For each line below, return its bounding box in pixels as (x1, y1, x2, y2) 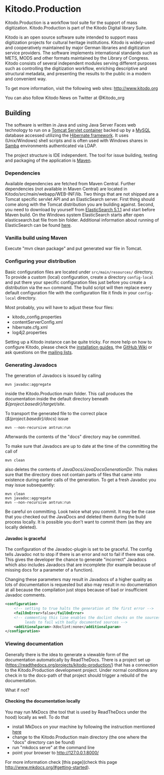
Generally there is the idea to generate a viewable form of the (5, 651, 129, 657)
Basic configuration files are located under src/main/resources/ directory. (5, 269, 154, 275)
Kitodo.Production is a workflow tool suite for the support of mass (5, 20, 138, 25)
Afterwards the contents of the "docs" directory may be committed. (5, 434, 141, 440)
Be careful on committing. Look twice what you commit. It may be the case (5, 509, 156, 514)
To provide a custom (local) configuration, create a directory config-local (5, 274, 154, 280)
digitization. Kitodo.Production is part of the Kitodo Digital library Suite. (5, 24, 147, 30)
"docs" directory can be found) (12, 739, 75, 745)
